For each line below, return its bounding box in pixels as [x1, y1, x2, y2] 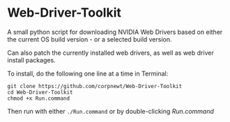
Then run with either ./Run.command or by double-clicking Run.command [7, 107, 215, 115]
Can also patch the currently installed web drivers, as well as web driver [7, 49, 214, 57]
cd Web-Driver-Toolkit [7, 89, 73, 96]
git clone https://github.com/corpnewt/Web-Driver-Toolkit [7, 82, 183, 89]
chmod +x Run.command [7, 95, 70, 102]
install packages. [7, 55, 56, 64]
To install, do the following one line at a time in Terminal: [7, 69, 169, 78]
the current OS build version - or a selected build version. [7, 35, 172, 43]
